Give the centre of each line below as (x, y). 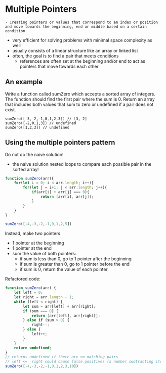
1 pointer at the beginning (38, 243)
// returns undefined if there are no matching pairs (62, 357)
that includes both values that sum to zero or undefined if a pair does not (79, 104)
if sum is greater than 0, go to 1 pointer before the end (75, 264)
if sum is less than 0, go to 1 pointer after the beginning (76, 259)
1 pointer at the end (32, 248)
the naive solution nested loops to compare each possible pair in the (82, 164)
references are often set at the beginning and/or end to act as (83, 61)
